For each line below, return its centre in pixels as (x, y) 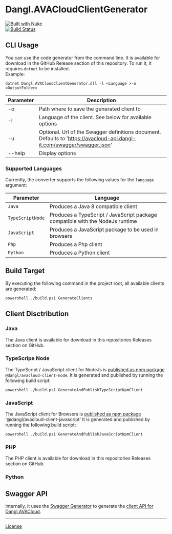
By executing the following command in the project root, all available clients (85, 283)
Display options (57, 153)
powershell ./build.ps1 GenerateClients (49, 298)
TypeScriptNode (26, 218)
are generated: (21, 289)
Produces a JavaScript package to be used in (104, 230)
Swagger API (26, 494)
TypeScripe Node (27, 358)
